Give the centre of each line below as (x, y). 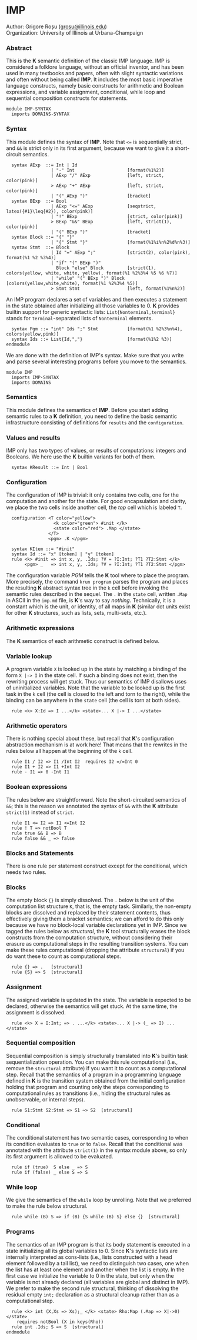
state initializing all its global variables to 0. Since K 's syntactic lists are (92, 1251)
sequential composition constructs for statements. (67, 98)
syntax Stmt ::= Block (40, 247)
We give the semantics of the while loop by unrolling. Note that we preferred (99, 1200)
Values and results (33, 437)
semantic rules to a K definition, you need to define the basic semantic (92, 416)
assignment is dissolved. (36, 1012)
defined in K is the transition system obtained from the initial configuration (96, 1081)
